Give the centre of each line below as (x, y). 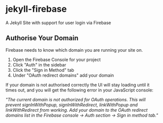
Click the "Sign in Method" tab (43, 70)
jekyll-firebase (36, 9)
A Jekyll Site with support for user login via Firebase (58, 23)
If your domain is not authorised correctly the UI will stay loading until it (78, 85)
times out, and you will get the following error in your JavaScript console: (80, 90)
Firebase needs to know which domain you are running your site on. (74, 50)
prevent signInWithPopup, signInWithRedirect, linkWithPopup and (72, 105)
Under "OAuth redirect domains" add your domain (63, 75)
